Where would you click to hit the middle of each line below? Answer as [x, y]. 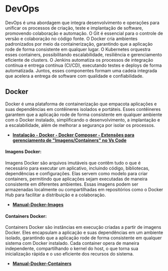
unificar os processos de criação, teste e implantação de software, [74, 28]
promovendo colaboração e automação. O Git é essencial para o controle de [84, 33]
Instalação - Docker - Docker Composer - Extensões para [73, 135]
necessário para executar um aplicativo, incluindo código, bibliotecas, [77, 168]
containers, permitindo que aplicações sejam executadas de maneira [76, 179]
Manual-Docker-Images [38, 204]
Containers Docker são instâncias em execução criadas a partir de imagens [83, 227]
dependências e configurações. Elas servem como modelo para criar [76, 173]
